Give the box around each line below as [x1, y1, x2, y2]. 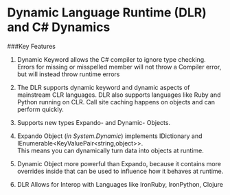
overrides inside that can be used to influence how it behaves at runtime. [16, 167, 224, 175]
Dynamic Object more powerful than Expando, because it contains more [16, 159, 222, 168]
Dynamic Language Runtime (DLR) [7, 5, 207, 21]
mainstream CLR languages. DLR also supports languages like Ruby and [16, 91, 221, 99]
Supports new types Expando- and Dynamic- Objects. [16, 118, 170, 126]
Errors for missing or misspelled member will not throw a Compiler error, [16, 62, 222, 71]
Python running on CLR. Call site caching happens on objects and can [16, 97, 215, 106]
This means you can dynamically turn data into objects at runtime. [16, 146, 205, 154]
